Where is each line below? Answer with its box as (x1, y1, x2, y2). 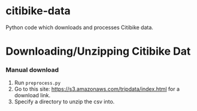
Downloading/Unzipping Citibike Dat (5, 45, 191, 58)
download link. (14, 92, 51, 99)
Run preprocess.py (14, 79, 61, 87)
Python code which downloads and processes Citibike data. (5, 24, 154, 31)
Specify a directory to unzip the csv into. (14, 98, 115, 105)
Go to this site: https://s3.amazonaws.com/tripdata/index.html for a (14, 85, 180, 93)
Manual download (5, 66, 59, 74)
